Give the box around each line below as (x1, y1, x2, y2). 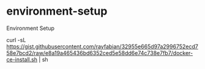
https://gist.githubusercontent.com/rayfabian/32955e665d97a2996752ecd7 (6, 43, 199, 50)
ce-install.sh (6, 56, 38, 63)
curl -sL (6, 36, 26, 43)
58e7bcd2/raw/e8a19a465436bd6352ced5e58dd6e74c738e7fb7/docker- (6, 49, 193, 56)
